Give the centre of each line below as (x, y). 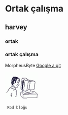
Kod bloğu (17, 108)
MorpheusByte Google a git (33, 65)
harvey (16, 27)
